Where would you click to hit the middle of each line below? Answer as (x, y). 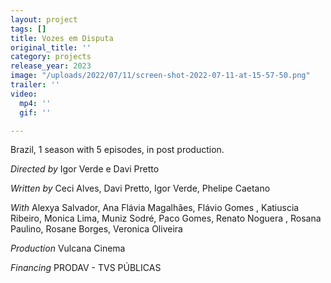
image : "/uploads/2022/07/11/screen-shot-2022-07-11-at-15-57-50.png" (160, 76)
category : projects (51, 57)
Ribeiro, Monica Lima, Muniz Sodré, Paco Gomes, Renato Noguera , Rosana (166, 218)
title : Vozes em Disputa (62, 38)
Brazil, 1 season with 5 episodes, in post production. (117, 150)
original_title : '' (51, 47)
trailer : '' (35, 85)
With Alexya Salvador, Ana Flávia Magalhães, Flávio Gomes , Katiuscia (155, 208)
